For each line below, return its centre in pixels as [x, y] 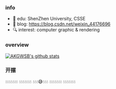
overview [17, 45]
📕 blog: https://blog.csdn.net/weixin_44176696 [62, 24]
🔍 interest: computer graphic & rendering [56, 30]
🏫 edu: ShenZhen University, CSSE [49, 19]
